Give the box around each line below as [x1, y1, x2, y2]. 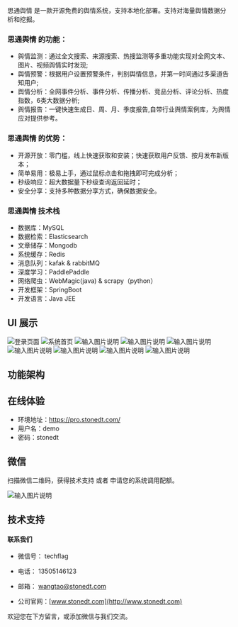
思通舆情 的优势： [7, 133, 67, 143]
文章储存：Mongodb [17, 240, 78, 250]
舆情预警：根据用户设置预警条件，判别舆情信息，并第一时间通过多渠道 [17, 70, 223, 78]
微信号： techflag [17, 552, 69, 560]
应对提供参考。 [17, 114, 62, 123]
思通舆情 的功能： [7, 34, 67, 44]
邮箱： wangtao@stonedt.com [17, 582, 107, 591]
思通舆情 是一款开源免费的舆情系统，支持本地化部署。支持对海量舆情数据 [7, 6, 220, 14]
